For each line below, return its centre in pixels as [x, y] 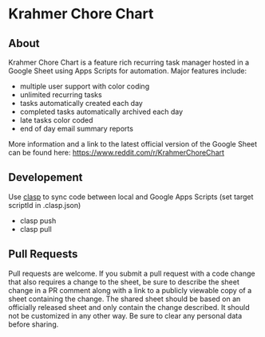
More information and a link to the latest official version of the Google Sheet [133, 144]
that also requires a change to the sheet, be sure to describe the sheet [124, 282]
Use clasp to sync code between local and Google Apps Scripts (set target [131, 197]
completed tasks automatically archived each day [101, 112]
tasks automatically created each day [81, 103]
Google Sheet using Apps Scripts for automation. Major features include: [128, 71]
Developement [45, 177]
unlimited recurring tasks [61, 95]
